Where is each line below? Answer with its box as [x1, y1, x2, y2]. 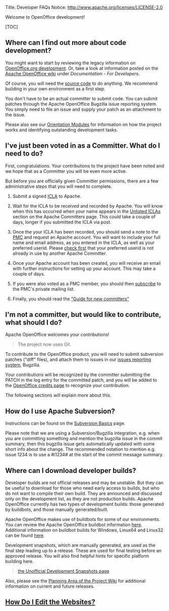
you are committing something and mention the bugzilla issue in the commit [5, 436, 163, 442]
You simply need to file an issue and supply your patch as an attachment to [5, 106, 161, 112]
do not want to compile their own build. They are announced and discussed [5, 490, 162, 497]
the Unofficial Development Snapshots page [17, 568, 109, 574]
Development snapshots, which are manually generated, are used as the [5, 542, 155, 548]
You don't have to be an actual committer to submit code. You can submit [5, 96, 158, 102]
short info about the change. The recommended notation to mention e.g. [5, 446, 156, 452]
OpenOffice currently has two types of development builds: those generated [5, 501, 164, 507]
